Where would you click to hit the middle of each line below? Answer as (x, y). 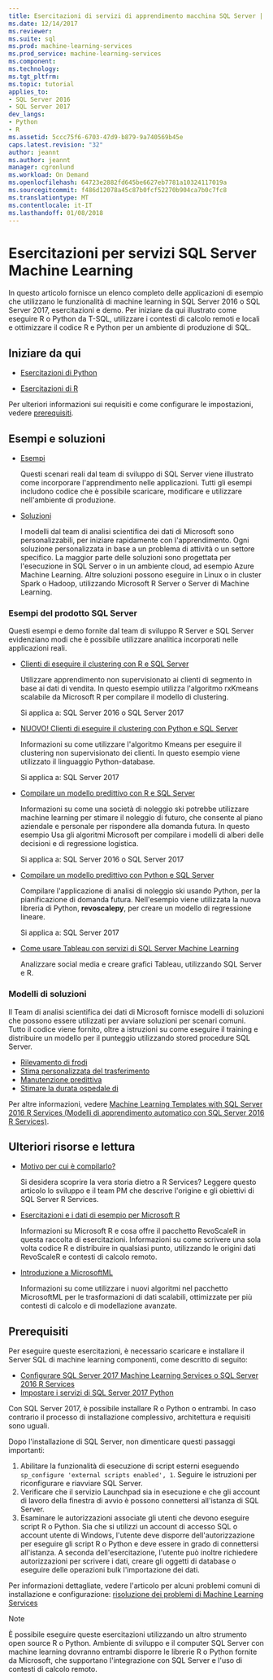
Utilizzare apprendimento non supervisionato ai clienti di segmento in (136, 680)
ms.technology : (34, 69)
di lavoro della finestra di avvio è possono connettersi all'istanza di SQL (140, 1501)
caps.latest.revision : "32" (56, 145)
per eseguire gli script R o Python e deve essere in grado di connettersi (139, 1544)
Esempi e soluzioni (57, 439)
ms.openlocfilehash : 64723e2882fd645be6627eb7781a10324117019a (118, 183)
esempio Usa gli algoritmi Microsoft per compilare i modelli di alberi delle (142, 835)
